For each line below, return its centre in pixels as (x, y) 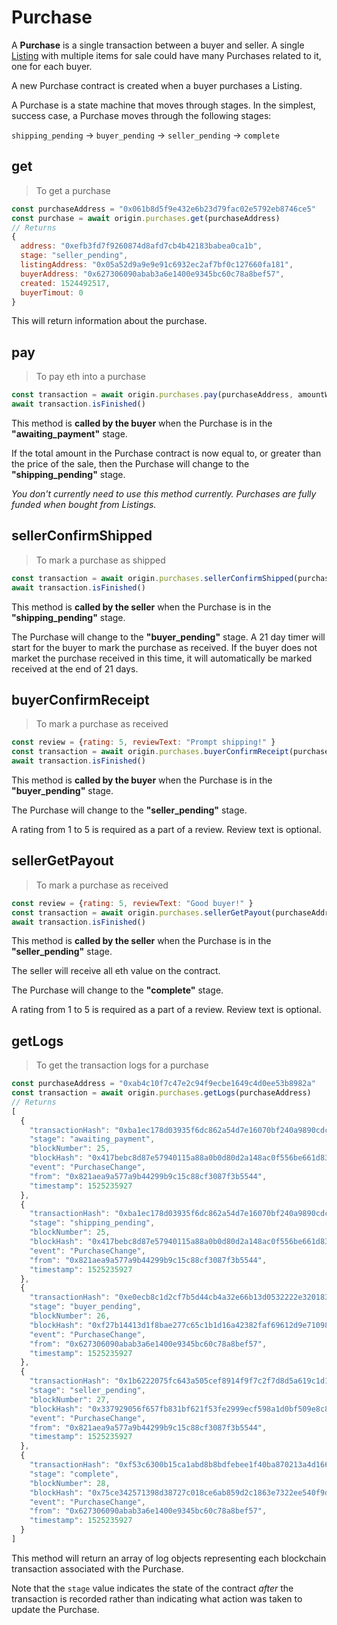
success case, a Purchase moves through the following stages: (141, 115)
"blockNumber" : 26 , (70, 1316)
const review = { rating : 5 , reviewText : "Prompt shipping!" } (143, 742)
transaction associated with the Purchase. (97, 1568)
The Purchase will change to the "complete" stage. (117, 990)
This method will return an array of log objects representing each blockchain (169, 1558)
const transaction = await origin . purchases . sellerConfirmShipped (152, 578)
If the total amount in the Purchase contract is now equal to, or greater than (166, 453)
